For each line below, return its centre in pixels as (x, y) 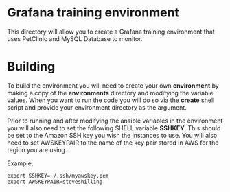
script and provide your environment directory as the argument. (97, 107)
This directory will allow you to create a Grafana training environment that (111, 32)
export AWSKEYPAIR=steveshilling (55, 182)
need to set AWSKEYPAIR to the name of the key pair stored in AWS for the (113, 143)
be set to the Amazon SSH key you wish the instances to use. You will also (112, 135)
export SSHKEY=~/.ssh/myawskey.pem (58, 176)
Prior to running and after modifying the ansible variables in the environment (115, 121)
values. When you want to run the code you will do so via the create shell (111, 100)
